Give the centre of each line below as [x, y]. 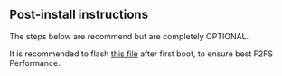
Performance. [35, 63]
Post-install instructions [79, 15]
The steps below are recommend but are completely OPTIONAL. [129, 36]
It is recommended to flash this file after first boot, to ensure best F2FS [141, 54]
